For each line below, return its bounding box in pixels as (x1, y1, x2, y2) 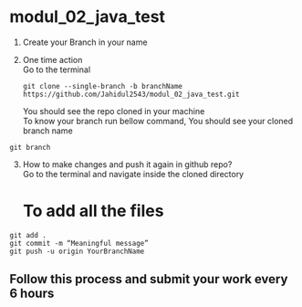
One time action (22, 54, 83, 65)
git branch (9, 143, 51, 152)
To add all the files (22, 201, 164, 221)
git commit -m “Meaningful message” (9, 238, 149, 248)
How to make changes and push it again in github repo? (22, 158, 233, 170)
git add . (9, 230, 47, 239)
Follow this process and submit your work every (9, 271, 288, 287)
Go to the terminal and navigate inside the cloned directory (22, 168, 245, 179)
